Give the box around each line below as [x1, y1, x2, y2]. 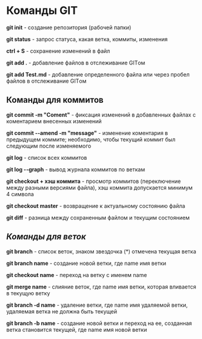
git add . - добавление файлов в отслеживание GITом [6, 59, 146, 66]
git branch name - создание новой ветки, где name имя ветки [6, 259, 167, 267]
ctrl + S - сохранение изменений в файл [6, 47, 110, 55]
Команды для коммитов [6, 95, 104, 105]
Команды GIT [6, 4, 78, 18]
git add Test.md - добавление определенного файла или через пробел [6, 70, 190, 78]
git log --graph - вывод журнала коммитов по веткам [6, 165, 146, 173]
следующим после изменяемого [6, 142, 92, 149]
